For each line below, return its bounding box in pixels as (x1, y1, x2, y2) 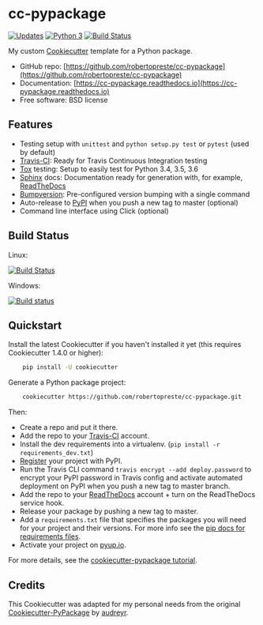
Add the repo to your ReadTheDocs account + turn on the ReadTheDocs (19, 490, 256, 499)
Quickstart (8, 318, 62, 332)
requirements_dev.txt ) (19, 448, 94, 457)
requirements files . (19, 532, 81, 541)
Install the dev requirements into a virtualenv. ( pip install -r (19, 439, 220, 449)
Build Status (8, 229, 70, 243)
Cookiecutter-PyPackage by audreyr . (8, 608, 129, 617)
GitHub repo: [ (19, 61, 66, 71)
